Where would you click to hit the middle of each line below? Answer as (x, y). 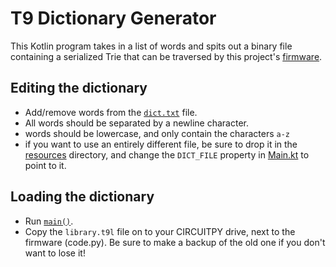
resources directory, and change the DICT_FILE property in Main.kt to (167, 154)
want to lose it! (55, 253)
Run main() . (49, 221)
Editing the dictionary (79, 88)
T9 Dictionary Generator (113, 18)
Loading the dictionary (82, 197)
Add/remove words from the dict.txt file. (111, 112)
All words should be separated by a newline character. (136, 123)
